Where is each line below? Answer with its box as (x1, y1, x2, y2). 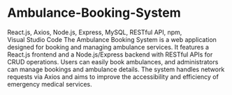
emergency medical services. (7, 80, 92, 88)
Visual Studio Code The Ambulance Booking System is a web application (7, 35, 217, 43)
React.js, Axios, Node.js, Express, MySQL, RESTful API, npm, (7, 28, 182, 36)
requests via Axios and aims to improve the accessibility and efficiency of (7, 72, 219, 81)
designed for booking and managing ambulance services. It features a (7, 43, 210, 51)
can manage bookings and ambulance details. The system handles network (7, 65, 225, 73)
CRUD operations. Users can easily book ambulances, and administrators (7, 57, 219, 66)
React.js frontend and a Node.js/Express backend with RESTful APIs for (7, 50, 213, 59)
